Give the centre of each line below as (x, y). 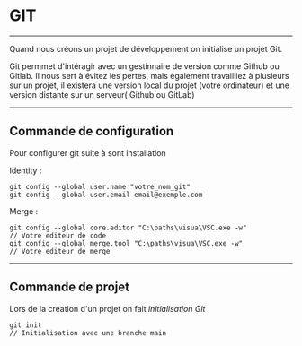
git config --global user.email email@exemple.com (106, 195)
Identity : (26, 170)
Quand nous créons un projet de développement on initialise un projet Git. (146, 48)
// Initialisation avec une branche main (88, 333)
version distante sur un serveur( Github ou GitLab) (102, 94)
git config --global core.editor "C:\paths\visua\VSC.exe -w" (128, 228)
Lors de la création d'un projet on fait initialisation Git (107, 308)
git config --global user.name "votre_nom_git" (100, 186)
